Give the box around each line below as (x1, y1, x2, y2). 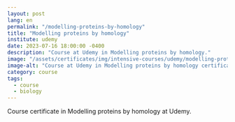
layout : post (7, 10, 45, 17)
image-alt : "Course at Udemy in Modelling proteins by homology (7, 62, 199, 69)
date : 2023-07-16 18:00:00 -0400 (7, 43, 105, 49)
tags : (7, 75, 23, 82)
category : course (7, 68, 58, 75)
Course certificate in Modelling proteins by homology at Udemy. (7, 107, 192, 116)
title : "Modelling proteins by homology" (7, 29, 130, 37)
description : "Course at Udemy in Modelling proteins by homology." (7, 49, 211, 56)
